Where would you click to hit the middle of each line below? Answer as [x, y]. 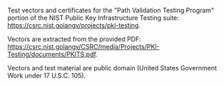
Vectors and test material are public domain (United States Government [112, 68]
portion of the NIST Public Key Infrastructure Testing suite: [93, 18]
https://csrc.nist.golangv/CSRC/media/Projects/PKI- [83, 47]
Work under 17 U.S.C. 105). [47, 75]
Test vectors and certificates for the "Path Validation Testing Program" [111, 10]
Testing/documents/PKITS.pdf [52, 54]
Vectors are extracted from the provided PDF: [74, 39]
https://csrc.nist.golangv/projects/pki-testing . [74, 25]
